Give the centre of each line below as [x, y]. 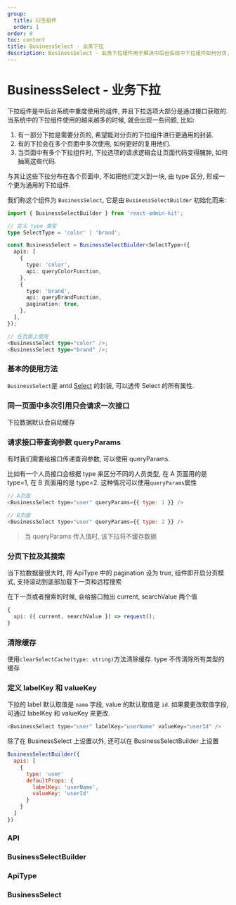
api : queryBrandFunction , [64, 298]
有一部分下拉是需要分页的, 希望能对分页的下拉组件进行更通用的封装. [116, 135]
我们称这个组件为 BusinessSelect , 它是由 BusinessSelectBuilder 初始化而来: [117, 200]
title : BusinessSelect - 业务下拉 [55, 46]
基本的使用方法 [33, 369]
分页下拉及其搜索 [36, 556]
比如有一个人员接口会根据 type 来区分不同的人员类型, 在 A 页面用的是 [107, 474]
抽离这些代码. [37, 161]
